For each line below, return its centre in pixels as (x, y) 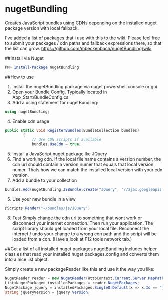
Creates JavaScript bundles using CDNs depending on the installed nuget (81, 23)
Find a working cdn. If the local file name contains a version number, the (87, 159)
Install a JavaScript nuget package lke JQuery (60, 154)
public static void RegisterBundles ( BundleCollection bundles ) (72, 130)
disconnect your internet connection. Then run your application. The (83, 223)
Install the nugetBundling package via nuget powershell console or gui (85, 86)
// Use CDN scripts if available (66, 140)
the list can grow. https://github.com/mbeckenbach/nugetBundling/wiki (78, 48)
